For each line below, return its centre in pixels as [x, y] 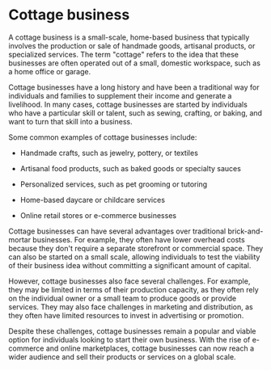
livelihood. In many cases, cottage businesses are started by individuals [128, 104]
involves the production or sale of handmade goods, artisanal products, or [132, 45]
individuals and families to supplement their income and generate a [120, 95]
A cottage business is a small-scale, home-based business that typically [129, 37]
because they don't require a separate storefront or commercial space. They [136, 248]
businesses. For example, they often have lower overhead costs [138, 239]
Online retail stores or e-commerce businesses [98, 215]
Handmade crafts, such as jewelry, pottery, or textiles [109, 153]
